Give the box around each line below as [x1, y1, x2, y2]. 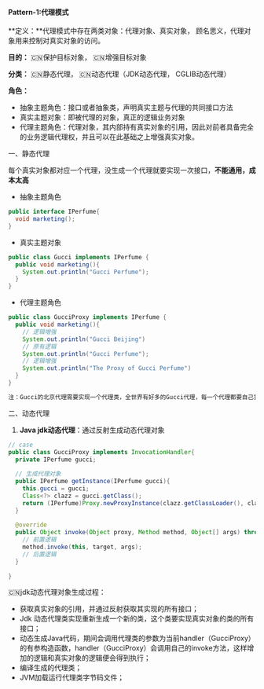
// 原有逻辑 [22, 343, 57, 350]
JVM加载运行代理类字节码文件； [19, 673, 125, 683]
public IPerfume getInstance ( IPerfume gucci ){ [15, 478, 170, 486]
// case [8, 441, 34, 449]
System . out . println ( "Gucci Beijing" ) [22, 335, 146, 343]
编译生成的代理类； [19, 663, 82, 673]
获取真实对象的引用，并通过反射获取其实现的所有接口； [19, 604, 199, 614]
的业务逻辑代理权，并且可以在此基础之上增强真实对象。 [19, 132, 199, 141]
